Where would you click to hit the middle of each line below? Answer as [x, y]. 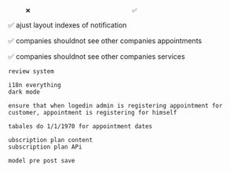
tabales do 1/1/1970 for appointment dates [80, 126]
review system [31, 71]
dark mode [24, 92]
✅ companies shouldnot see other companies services [97, 57]
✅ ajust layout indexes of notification [68, 25]
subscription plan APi [45, 147]
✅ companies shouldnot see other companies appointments [105, 41]
